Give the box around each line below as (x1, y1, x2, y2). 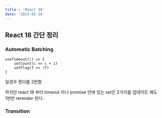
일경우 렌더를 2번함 (5, 79, 42, 85)
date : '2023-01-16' (5, 12, 45, 17)
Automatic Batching (5, 46, 54, 53)
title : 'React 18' (5, 7, 45, 12)
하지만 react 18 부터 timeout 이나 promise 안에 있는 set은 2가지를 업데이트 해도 (5, 89, 158, 95)
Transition (5, 108, 30, 115)
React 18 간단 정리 (5, 31, 59, 39)
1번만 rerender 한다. (5, 96, 44, 101)
